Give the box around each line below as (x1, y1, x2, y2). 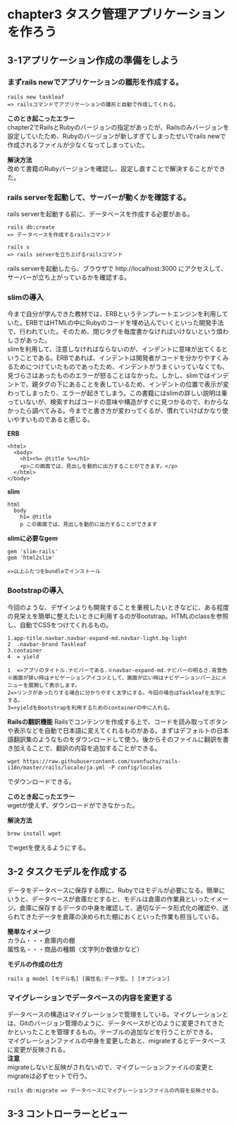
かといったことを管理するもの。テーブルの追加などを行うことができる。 (7, 1027, 217, 1036)
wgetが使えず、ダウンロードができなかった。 (7, 800, 139, 810)
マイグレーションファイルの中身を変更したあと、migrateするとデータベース (7, 1036, 226, 1045)
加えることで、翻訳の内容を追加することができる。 (13, 743, 161, 752)
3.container (7, 647, 42, 654)
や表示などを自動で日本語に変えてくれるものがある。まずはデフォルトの (7, 726, 217, 734)
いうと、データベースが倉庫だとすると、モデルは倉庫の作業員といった (7, 895, 210, 903)
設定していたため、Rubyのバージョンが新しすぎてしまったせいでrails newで (7, 132, 227, 140)
